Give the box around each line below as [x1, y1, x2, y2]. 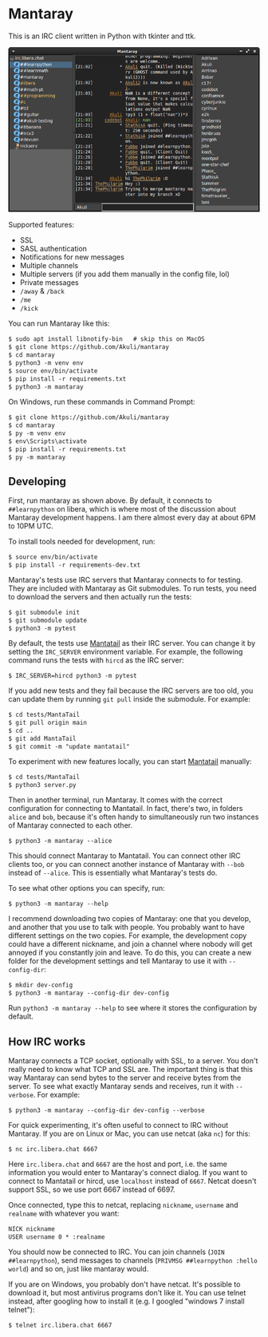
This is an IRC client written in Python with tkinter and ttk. [8, 31, 197, 41]
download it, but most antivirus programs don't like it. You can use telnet [8, 1288, 246, 1298]
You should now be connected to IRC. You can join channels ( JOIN [8, 1247, 225, 1257]
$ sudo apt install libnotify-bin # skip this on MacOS [8, 334, 205, 343]
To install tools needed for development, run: [8, 536, 156, 547]
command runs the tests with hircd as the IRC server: [8, 655, 184, 665]
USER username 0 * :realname [8, 1233, 105, 1241]
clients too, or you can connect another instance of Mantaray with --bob [8, 860, 245, 869]
